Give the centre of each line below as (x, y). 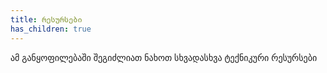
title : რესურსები (46, 19)
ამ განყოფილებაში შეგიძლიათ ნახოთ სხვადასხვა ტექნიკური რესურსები (164, 57)
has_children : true (51, 29)
